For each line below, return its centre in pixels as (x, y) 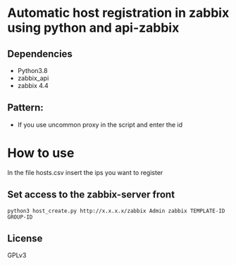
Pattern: (25, 108)
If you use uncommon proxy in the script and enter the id (100, 124)
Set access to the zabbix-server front (91, 195)
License (25, 238)
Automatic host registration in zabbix (118, 13)
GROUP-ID (20, 217)
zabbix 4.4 (33, 85)
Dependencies (40, 54)
